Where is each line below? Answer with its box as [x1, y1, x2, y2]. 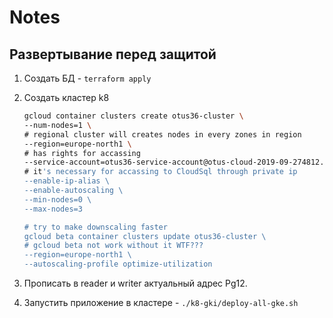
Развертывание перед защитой [9, 46, 217, 63]
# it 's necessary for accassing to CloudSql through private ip [23, 167, 298, 177]
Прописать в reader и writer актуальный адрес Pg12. [23, 277, 248, 289]
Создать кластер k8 [23, 92, 110, 103]
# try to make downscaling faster [23, 222, 168, 232]
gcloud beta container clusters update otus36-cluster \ [23, 231, 267, 241]
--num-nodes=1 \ [23, 120, 92, 130]
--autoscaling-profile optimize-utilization [23, 259, 213, 270]
